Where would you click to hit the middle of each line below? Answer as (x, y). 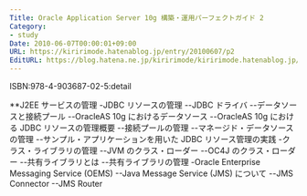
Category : (28, 26)
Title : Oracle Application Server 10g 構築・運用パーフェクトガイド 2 (137, 18)
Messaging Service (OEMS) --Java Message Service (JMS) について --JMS (152, 173)
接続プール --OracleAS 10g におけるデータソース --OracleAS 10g (147, 116)
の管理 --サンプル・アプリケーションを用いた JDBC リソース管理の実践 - (146, 139)
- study (24, 35)
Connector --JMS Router (56, 184)
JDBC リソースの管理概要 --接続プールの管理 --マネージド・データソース (157, 128)
